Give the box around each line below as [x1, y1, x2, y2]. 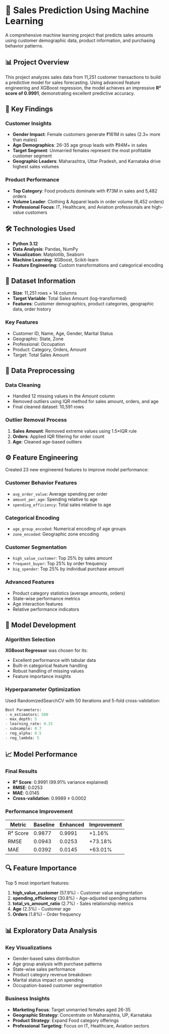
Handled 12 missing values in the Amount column [12, 393, 115, 399]
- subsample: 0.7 [5, 726, 42, 731]
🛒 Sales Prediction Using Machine [5, 5, 149, 16]
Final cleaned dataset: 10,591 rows [12, 404, 84, 410]
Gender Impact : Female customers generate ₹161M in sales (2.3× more [12, 131, 160, 138]
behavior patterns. [5, 42, 44, 49]
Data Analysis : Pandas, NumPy [12, 246, 78, 252]
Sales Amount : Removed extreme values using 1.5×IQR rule [12, 428, 137, 434]
